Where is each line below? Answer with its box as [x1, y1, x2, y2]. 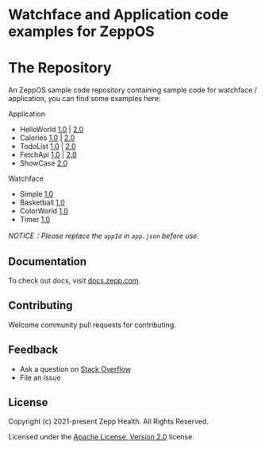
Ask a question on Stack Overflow [19, 364, 132, 373]
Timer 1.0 [19, 215, 51, 224]
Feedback [8, 343, 59, 357]
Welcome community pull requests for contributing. [8, 320, 176, 330]
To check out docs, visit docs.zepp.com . [8, 275, 141, 285]
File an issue [19, 373, 61, 382]
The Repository [8, 59, 113, 77]
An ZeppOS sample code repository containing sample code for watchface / [8, 85, 258, 95]
